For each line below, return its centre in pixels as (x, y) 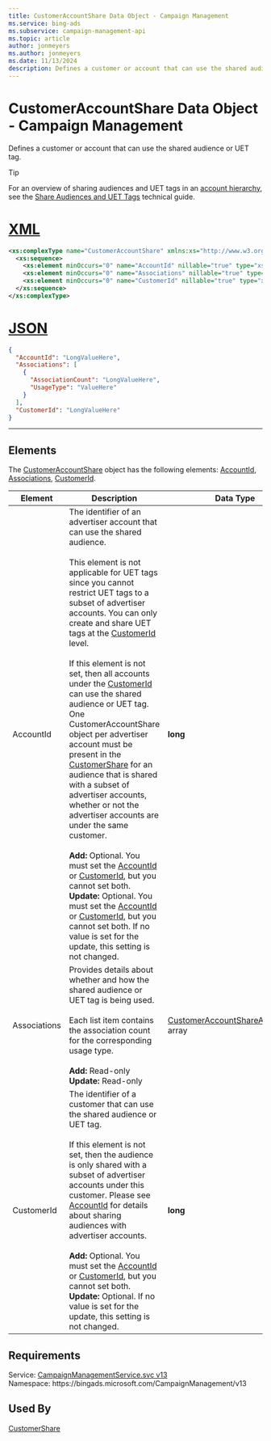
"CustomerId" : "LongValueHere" (68, 410)
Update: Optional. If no (112, 1296)
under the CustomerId (110, 684)
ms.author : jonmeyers (45, 53)
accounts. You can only (113, 613)
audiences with (98, 1226)
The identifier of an (105, 512)
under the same (99, 826)
